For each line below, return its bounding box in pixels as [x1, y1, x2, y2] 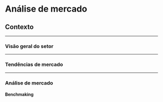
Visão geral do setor [5, 43, 54, 50]
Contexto [5, 23, 34, 31]
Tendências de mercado [5, 61, 63, 68]
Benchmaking [5, 91, 34, 98]
